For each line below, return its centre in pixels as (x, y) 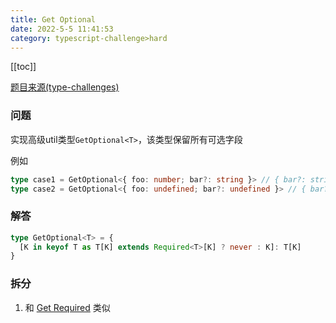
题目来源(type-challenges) (65, 87)
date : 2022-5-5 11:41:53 (62, 29)
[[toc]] (23, 67)
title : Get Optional (53, 19)
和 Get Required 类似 (67, 307)
